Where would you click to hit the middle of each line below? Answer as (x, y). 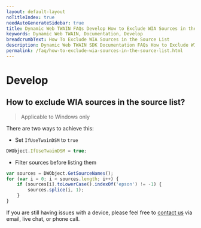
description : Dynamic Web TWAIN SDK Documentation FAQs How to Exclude (97, 45)
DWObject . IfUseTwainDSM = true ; (46, 151)
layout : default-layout (36, 12)
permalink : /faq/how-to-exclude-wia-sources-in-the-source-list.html (95, 51)
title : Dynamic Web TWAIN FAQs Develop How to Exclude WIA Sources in (96, 28)
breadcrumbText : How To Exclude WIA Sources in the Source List (88, 39)
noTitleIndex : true (31, 17)
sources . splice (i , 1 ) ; (56, 190)
